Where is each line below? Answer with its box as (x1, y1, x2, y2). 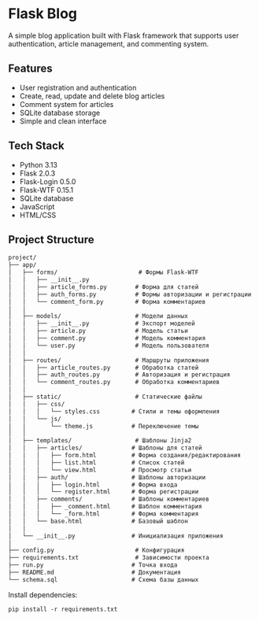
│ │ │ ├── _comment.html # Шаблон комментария (8, 503, 202, 511)
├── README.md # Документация (8, 568, 181, 576)
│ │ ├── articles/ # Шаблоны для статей (8, 444, 202, 453)
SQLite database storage (19, 108, 101, 117)
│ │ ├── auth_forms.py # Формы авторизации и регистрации (8, 290, 252, 298)
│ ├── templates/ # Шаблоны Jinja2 (8, 437, 192, 445)
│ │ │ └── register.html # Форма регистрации (8, 488, 199, 496)
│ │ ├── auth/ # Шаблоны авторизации (8, 473, 206, 481)
